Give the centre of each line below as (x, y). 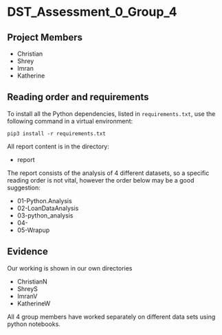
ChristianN (32, 281)
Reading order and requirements (78, 97)
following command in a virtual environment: (70, 121)
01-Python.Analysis (44, 200)
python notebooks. (34, 324)
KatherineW (34, 303)
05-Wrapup (33, 230)
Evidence (27, 252)
